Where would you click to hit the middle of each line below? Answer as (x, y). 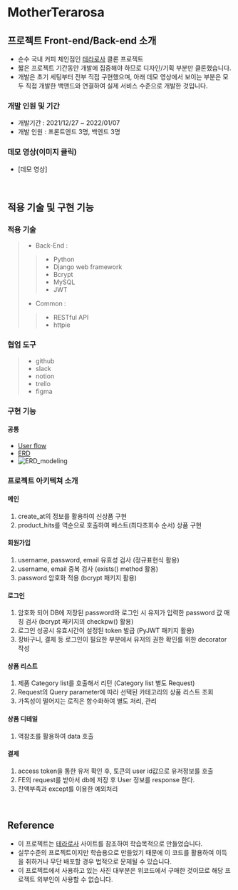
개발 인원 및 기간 (33, 106)
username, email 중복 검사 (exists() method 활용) (88, 569)
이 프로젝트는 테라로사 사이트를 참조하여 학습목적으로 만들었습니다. (110, 844)
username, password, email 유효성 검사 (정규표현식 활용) (98, 560)
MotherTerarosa (56, 12)
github (45, 360)
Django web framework (88, 267)
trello (43, 383)
